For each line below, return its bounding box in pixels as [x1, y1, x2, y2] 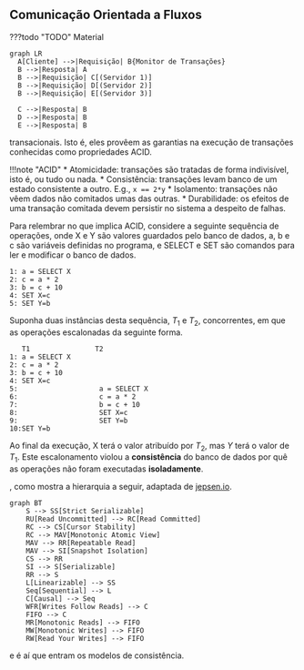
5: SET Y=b [9, 299, 51, 308]
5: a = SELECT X [9, 384, 148, 393]
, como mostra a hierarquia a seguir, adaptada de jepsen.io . [9, 482, 232, 492]
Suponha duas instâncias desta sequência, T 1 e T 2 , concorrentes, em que [9, 314, 287, 328]
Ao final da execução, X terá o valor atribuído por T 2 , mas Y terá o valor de [9, 440, 289, 453]
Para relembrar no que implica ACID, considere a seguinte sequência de [9, 220, 279, 231]
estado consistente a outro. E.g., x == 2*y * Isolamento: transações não [9, 183, 278, 194]
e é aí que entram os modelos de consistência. [9, 650, 185, 661]
